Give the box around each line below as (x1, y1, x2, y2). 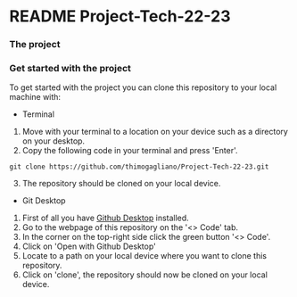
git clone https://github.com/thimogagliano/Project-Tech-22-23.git (9, 162, 269, 171)
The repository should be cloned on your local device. (21, 178, 221, 189)
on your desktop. (21, 136, 86, 146)
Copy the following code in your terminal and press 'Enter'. (21, 145, 238, 156)
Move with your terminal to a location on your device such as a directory (21, 127, 288, 137)
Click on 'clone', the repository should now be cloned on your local (21, 269, 268, 280)
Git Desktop (21, 195, 66, 206)
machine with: (9, 92, 61, 103)
